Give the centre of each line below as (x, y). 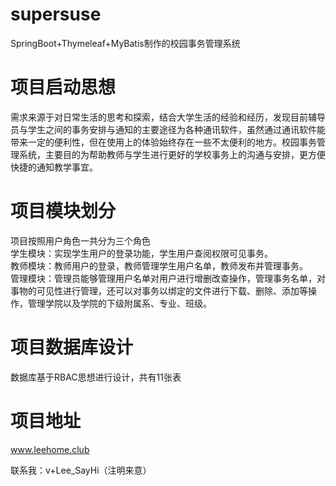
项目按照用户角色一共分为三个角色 (80, 240)
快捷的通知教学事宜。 (54, 167)
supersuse (56, 14)
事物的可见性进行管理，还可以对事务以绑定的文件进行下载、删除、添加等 (159, 290)
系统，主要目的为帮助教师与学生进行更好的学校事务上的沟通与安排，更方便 (172, 154)
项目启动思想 (63, 87)
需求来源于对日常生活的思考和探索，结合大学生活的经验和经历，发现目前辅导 (168, 117)
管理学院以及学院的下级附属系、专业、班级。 (119, 303)
